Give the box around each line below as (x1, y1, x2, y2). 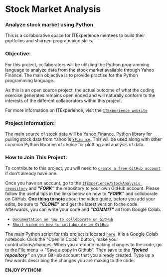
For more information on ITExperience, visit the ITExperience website (5, 107, 148, 113)
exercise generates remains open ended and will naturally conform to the (5, 92, 156, 98)
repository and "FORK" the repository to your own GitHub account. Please (5, 185, 160, 191)
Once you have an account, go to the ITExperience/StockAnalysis (5, 180, 141, 186)
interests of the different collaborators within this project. (5, 97, 122, 103)
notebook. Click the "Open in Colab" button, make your (5, 236, 118, 242)
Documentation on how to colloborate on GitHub (12, 217, 113, 222)
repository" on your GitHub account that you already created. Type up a (5, 252, 155, 258)
